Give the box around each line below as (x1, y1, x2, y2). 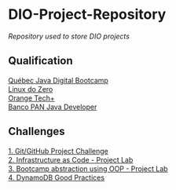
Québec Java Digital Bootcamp (8, 75, 108, 85)
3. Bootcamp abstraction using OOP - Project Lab (8, 163, 168, 174)
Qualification (8, 54, 73, 68)
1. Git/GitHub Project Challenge (8, 146, 108, 155)
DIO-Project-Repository (8, 5, 167, 24)
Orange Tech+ (8, 93, 55, 103)
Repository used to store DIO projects (8, 31, 130, 41)
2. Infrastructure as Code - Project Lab (8, 155, 134, 164)
